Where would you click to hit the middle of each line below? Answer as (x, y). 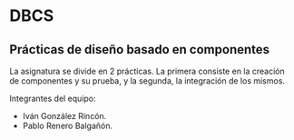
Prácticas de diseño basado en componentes (140, 50)
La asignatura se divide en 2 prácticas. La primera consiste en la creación (147, 71)
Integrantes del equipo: (53, 98)
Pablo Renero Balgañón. (68, 125)
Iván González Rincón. (64, 116)
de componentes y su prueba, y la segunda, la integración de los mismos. (147, 81)
